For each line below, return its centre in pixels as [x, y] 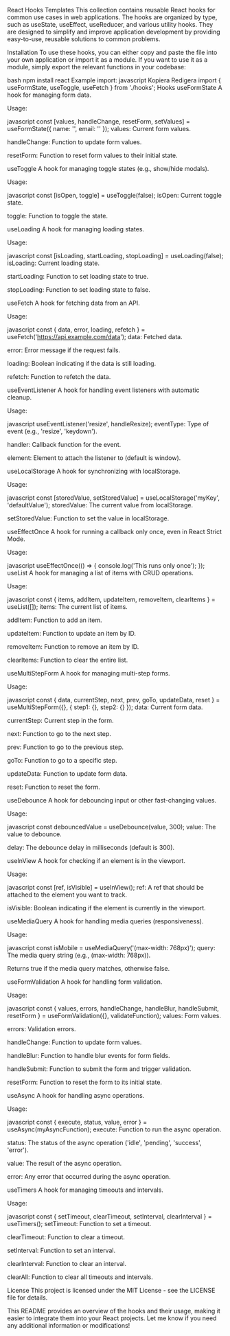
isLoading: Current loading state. [53, 263]
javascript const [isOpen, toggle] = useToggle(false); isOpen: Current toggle [114, 195]
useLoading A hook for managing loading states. [76, 229]
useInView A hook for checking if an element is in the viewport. [96, 861]
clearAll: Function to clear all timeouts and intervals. [80, 1277]
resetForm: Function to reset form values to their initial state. [92, 155]
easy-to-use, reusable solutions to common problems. [84, 39]
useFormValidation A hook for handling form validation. [85, 982]
